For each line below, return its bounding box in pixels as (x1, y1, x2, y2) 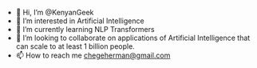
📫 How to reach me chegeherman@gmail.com (15, 50, 171, 60)
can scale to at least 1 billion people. (15, 42, 136, 51)
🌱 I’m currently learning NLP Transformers (15, 25, 155, 34)
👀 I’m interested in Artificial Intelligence (15, 16, 145, 26)
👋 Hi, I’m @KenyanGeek (15, 8, 94, 17)
